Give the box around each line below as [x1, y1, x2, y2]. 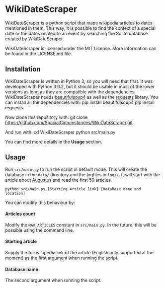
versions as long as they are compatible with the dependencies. [5, 88, 136, 95]
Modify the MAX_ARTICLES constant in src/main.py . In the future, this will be [5, 222, 157, 228]
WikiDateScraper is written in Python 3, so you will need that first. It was [5, 78, 153, 84]
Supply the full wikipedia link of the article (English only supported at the [5, 249, 154, 255]
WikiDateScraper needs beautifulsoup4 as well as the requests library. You [5, 94, 158, 100]
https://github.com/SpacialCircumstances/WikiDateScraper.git [5, 119, 133, 125]
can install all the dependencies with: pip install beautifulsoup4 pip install [5, 99, 155, 105]
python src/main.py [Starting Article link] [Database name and [5, 186, 141, 192]
